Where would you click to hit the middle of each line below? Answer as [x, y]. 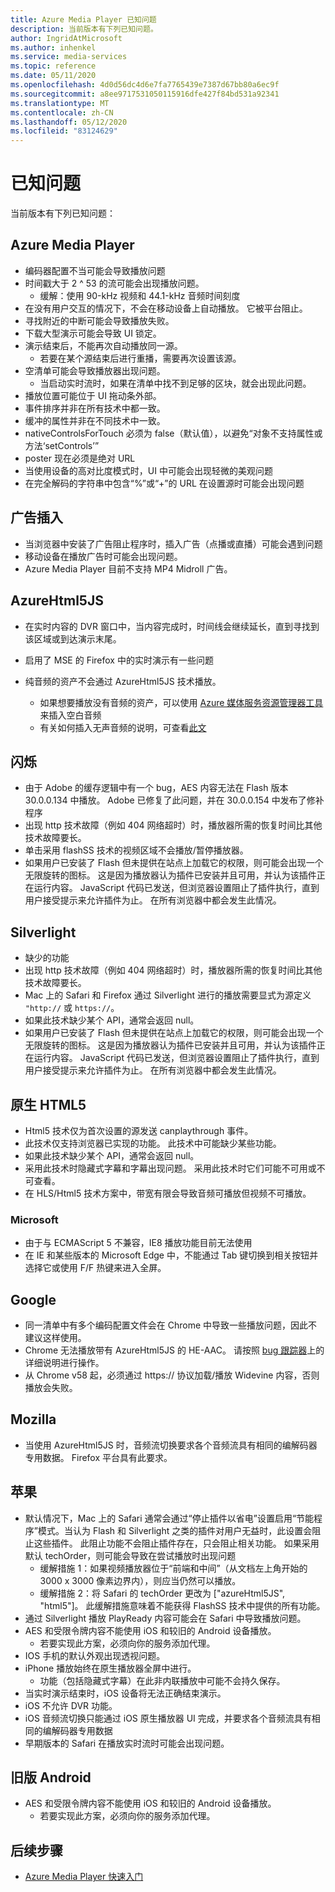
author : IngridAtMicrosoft [66, 38]
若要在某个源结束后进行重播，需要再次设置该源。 [140, 358]
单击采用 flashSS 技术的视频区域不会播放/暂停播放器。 [136, 850]
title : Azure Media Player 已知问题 [83, 19]
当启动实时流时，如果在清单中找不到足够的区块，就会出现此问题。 [175, 383]
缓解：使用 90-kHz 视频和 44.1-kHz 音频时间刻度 [140, 295]
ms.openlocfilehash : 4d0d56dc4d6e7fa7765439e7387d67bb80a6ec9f [145, 85]
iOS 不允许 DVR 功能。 [71, 1705]
